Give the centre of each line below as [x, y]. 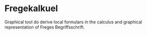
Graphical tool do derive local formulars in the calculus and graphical [73, 22]
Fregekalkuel [31, 9]
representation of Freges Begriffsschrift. [45, 27]
